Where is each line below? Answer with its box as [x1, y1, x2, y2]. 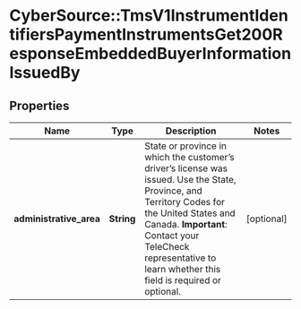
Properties [9, 98, 70, 113]
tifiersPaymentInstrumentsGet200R [9, 24, 284, 45]
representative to [144, 252, 217, 264]
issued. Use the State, [144, 174, 236, 185]
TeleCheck [144, 241, 190, 253]
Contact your [144, 229, 200, 242]
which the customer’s [144, 151, 235, 163]
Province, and [144, 185, 203, 197]
